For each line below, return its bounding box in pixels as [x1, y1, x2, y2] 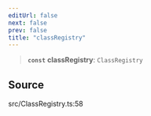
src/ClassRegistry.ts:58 [8, 99, 84, 109]
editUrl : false [8, 11, 58, 20]
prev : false [8, 26, 47, 34]
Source [8, 78, 45, 92]
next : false [8, 19, 47, 27]
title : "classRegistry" [8, 33, 87, 42]
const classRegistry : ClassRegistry [27, 55, 143, 65]
